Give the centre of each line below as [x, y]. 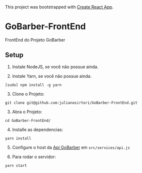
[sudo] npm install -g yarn [33, 85]
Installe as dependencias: [38, 130]
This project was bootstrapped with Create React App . [59, 7]
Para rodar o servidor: [34, 157]
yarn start [16, 166]
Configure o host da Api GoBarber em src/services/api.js [71, 147]
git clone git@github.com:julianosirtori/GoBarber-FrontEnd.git [71, 103]
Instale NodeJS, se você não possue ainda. [55, 67]
